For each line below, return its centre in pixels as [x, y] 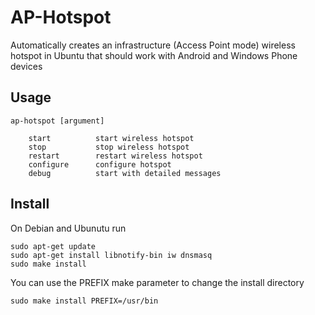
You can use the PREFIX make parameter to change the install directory [157, 282]
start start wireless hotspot [111, 138]
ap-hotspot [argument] [57, 121]
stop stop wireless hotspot [109, 147]
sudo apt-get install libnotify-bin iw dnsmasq [111, 255]
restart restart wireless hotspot [115, 156]
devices [26, 66]
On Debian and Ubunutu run [68, 228]
